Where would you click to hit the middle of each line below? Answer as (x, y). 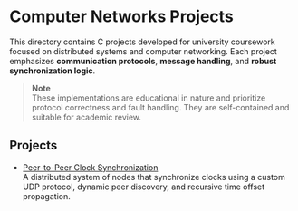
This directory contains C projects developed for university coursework (143, 42)
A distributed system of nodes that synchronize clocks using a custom (154, 177)
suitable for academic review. (87, 117)
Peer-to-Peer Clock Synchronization (90, 167)
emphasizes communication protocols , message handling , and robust (143, 61)
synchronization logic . (53, 71)
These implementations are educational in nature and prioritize (149, 98)
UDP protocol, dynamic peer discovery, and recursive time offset (144, 187)
